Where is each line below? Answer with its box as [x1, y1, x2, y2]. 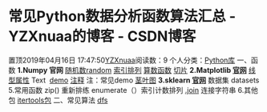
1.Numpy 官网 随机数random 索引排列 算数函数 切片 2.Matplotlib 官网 [17, 65, 247, 74]
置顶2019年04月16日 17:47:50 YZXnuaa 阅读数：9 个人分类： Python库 [8, 55, 236, 65]
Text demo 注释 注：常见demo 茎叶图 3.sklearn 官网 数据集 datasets [30, 75, 260, 85]
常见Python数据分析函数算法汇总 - [8, 7, 237, 26]
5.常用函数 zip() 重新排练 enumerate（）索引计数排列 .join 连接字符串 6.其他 [8, 85, 259, 94]
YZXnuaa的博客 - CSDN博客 [8, 27, 196, 46]
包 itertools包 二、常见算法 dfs [8, 95, 108, 105]
